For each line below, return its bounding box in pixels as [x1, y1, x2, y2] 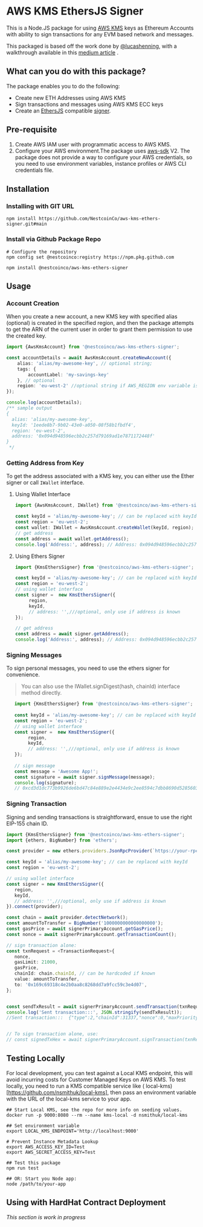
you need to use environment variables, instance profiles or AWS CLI [14, 160, 187, 167]
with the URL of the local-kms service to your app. [6, 1095, 132, 1102]
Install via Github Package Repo [6, 235, 101, 243]
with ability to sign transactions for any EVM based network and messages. [6, 30, 194, 38]
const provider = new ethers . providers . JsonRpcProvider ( [6, 848, 153, 854]
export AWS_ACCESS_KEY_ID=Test [6, 1144, 85, 1150]
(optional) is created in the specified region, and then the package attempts [6, 319, 195, 327]
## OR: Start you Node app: [6, 1176, 77, 1182]
